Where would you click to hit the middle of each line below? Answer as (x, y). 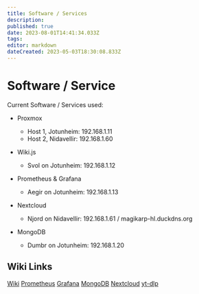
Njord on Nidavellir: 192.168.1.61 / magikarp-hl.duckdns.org (110, 218)
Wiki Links (30, 267)
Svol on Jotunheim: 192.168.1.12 (71, 165)
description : (26, 20)
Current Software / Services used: (56, 104)
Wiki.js (26, 152)
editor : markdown (32, 45)
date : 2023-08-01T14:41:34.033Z (53, 33)
